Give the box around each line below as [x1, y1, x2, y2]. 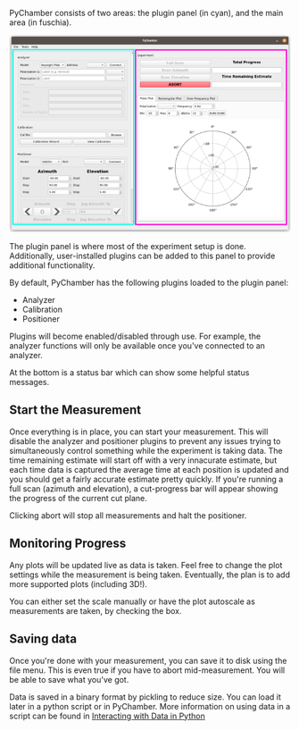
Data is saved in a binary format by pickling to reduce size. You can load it [9, 692, 281, 702]
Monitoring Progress [9, 536, 127, 551]
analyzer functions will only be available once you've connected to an [9, 340, 266, 351]
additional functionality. [9, 260, 96, 271]
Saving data [9, 632, 78, 647]
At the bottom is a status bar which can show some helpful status [9, 367, 250, 378]
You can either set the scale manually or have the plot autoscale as [9, 596, 256, 607]
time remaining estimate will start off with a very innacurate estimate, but [9, 455, 278, 466]
